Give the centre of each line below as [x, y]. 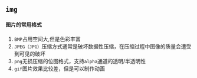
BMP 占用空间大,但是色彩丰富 [47, 39]
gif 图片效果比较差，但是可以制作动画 [60, 69]
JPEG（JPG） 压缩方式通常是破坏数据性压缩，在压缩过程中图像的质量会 [97, 46]
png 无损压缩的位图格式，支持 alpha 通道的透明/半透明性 [80, 61]
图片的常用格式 [24, 24]
